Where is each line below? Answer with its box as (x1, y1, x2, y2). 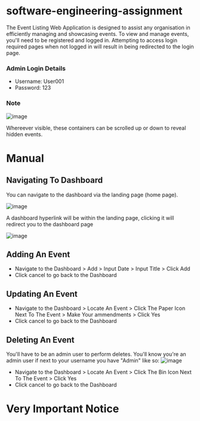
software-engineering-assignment (6, 4, 183, 18)
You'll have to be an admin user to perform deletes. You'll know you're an (6, 351, 186, 358)
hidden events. (6, 130, 43, 138)
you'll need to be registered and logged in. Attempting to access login (6, 36, 178, 44)
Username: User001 (14, 78, 64, 85)
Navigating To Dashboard (6, 175, 103, 186)
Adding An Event (6, 249, 70, 259)
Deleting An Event (6, 334, 75, 345)
